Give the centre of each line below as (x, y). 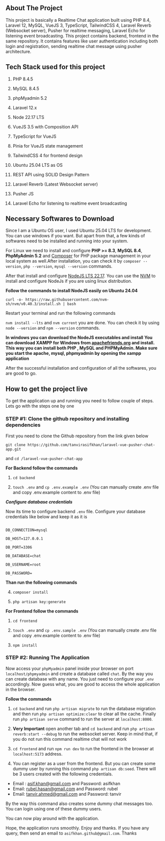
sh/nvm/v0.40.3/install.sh (33, 304)
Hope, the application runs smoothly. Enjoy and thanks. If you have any (77, 828)
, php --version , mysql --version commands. (67, 267)
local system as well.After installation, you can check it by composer (73, 261)
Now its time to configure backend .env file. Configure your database (76, 511)
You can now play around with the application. (52, 818)
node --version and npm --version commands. (53, 328)
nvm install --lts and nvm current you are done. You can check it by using (82, 323)
